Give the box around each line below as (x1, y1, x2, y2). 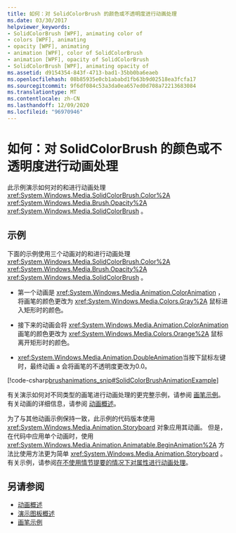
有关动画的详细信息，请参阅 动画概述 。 (7, 399, 120, 408)
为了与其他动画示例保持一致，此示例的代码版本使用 (7, 414, 155, 423)
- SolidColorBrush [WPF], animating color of (7, 30, 143, 37)
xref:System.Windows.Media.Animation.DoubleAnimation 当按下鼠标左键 (17, 353, 226, 361)
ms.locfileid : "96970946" (7, 108, 83, 115)
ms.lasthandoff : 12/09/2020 (7, 102, 90, 109)
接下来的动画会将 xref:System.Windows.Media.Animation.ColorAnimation (17, 321, 229, 329)
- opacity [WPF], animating (7, 43, 90, 50)
